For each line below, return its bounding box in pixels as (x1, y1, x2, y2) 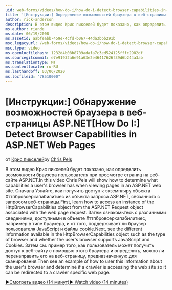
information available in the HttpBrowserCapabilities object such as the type (5, 231, 165, 237)
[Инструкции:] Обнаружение (5, 96, 137, 108)
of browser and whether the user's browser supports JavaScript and (5, 236, 150, 243)
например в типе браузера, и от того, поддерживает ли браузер (5, 220, 146, 226)
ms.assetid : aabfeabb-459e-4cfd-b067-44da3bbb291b (5, 36, 116, 41)
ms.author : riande (5, 27, 45, 32)
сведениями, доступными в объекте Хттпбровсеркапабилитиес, (5, 215, 147, 221)
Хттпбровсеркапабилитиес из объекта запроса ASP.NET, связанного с (5, 193, 160, 199)
